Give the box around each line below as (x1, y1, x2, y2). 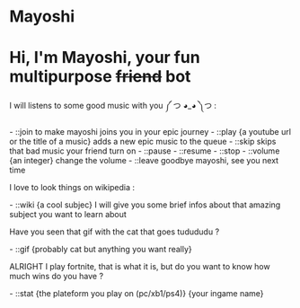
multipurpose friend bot (9, 66, 191, 87)
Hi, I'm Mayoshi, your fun (9, 48, 200, 68)
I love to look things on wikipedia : (9, 182, 135, 193)
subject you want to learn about (9, 209, 128, 220)
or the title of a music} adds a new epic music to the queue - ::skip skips (9, 136, 277, 147)
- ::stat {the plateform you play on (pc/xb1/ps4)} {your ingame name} (9, 288, 264, 299)
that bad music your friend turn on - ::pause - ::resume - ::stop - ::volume (9, 145, 280, 156)
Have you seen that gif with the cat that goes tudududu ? (9, 226, 220, 237)
